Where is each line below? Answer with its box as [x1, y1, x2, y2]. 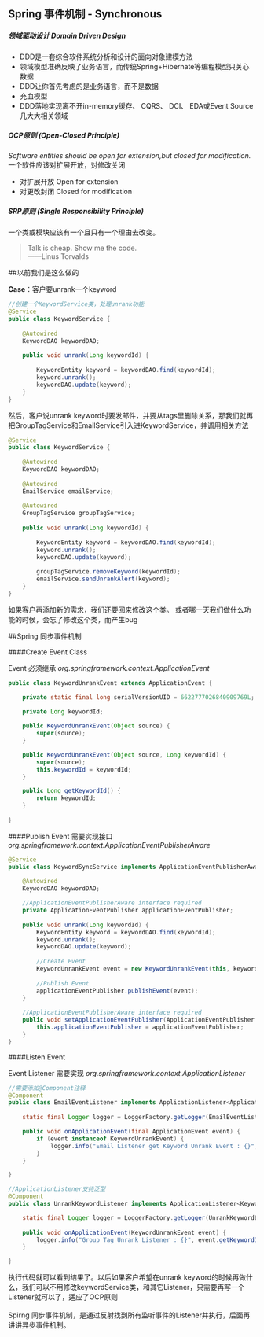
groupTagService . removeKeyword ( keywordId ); [36, 568, 181, 576]
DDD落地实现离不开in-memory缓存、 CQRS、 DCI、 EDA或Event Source [19, 101, 254, 111]
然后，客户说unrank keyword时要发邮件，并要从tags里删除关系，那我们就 [8, 411, 247, 420]
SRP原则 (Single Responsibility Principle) [8, 206, 144, 215]
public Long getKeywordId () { [22, 787, 122, 795]
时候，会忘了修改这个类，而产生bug [21, 614, 138, 624]
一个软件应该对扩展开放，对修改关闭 [8, 160, 126, 170]
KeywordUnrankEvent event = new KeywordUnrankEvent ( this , [36, 965, 230, 973]
